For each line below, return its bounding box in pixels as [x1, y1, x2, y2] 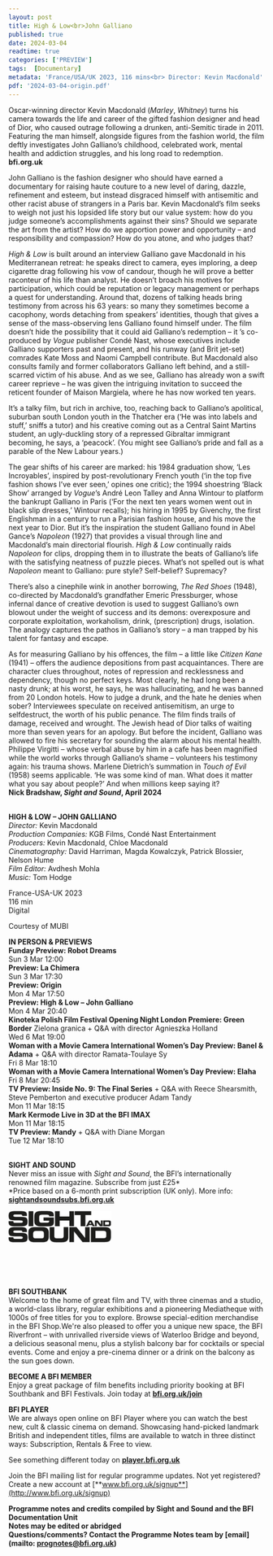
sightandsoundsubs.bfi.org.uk [8, 1194, 115, 1204]
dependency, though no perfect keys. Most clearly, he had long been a [8, 675, 246, 685]
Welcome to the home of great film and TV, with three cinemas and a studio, [8, 1295, 263, 1305]
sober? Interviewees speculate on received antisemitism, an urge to [8, 700, 235, 711]
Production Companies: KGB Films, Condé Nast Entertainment [8, 829, 217, 839]
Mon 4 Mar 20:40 [8, 1005, 67, 1016]
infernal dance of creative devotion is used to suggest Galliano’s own [8, 599, 239, 608]
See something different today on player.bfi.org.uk [8, 1454, 180, 1464]
